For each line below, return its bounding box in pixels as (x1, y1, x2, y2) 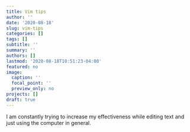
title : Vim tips (6, 8, 46, 15)
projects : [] (6, 91, 38, 97)
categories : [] (6, 31, 44, 37)
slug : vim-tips (6, 25, 44, 31)
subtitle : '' (6, 42, 38, 48)
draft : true (6, 96, 36, 102)
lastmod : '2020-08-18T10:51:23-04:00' (6, 58, 102, 64)
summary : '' (6, 47, 36, 53)
